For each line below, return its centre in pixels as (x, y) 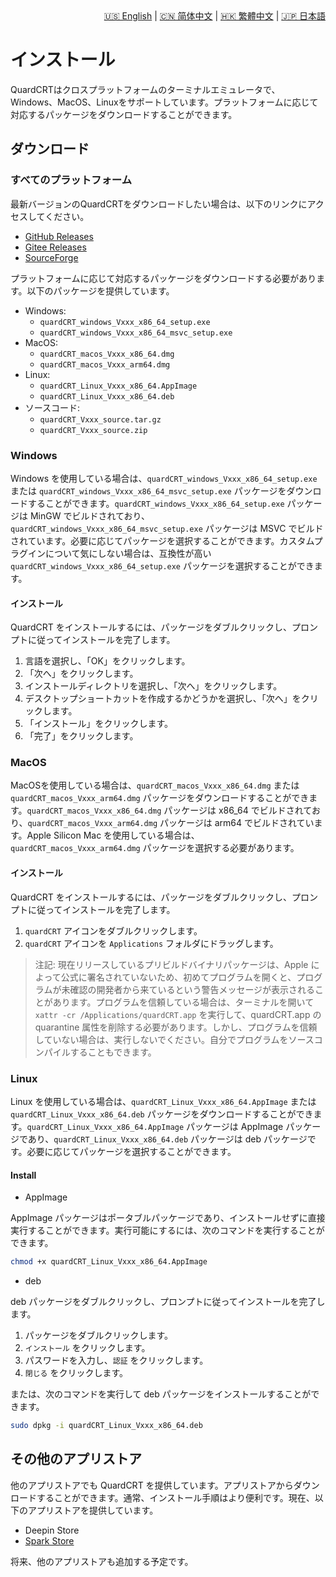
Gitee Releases (55, 247)
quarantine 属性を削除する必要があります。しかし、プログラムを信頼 (176, 1027)
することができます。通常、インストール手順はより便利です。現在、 (175, 1497)
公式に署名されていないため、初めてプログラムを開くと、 (178, 977)
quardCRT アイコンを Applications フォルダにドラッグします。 (151, 943)
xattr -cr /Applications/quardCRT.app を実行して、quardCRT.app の (178, 1014)
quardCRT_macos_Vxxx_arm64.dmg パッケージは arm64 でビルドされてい (171, 823)
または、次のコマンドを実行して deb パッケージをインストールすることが (161, 1394)
